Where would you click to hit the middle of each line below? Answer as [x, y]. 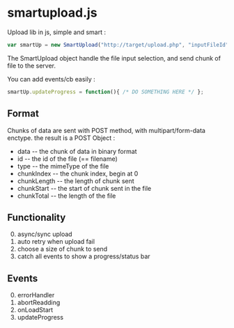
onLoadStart [35, 310]
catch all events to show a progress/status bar [84, 256]
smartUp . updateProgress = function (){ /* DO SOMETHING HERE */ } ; [106, 92]
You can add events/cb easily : [51, 79]
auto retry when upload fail [56, 242]
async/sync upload [45, 234]
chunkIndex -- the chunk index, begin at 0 [78, 173]
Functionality [37, 217]
